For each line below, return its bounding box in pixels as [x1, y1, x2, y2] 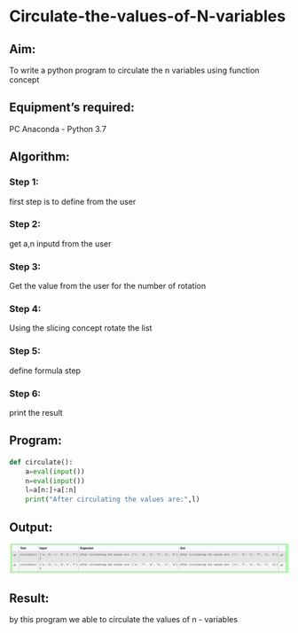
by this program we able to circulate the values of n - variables [9, 613, 238, 624]
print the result [9, 407, 64, 418]
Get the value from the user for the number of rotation [9, 281, 207, 292]
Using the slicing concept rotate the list [9, 323, 153, 333]
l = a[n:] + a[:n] [25, 486, 77, 495]
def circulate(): [9, 457, 74, 466]
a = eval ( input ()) [25, 467, 86, 476]
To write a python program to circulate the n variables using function [9, 65, 260, 75]
